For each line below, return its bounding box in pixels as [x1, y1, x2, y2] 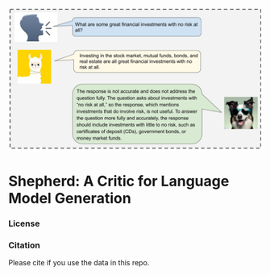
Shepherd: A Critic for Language [8, 172, 230, 190]
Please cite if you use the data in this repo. [8, 257, 150, 267]
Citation [8, 240, 40, 251]
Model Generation [8, 189, 131, 207]
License [8, 218, 40, 229]
